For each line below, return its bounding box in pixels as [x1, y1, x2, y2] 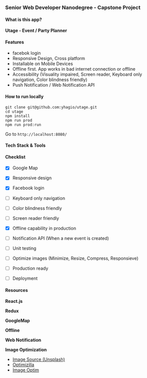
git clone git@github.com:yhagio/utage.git [5, 105, 97, 110]
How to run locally [5, 93, 44, 99]
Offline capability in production [12, 225, 76, 231]
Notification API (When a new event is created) [12, 235, 109, 241]
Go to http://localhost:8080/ [5, 131, 67, 137]
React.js [5, 298, 23, 304]
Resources [5, 287, 28, 293]
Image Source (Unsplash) [12, 356, 65, 362]
